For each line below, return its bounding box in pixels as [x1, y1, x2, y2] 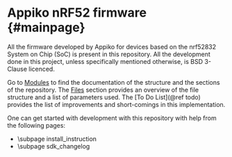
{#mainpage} [7, 19, 85, 35]
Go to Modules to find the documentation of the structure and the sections [7, 78, 220, 86]
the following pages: [7, 121, 66, 129]
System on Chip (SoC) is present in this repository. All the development [7, 50, 210, 58]
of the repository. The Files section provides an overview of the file [7, 85, 199, 94]
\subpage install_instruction [17, 134, 97, 143]
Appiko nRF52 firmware [7, 5, 147, 21]
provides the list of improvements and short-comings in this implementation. [7, 100, 226, 108]
